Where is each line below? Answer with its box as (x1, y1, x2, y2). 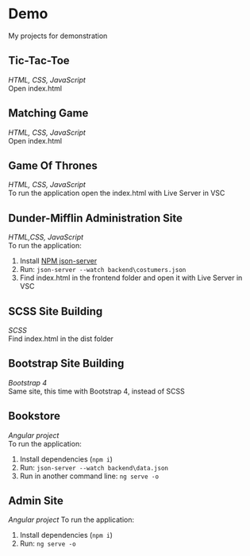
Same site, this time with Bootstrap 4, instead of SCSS (8, 386, 185, 396)
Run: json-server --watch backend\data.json (19, 462, 169, 472)
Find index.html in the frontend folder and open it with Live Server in (19, 273, 243, 282)
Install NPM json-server (19, 256, 98, 266)
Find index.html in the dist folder (8, 334, 113, 343)
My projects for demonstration (8, 31, 108, 40)
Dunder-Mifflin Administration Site (8, 211, 183, 224)
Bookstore (8, 409, 61, 423)
